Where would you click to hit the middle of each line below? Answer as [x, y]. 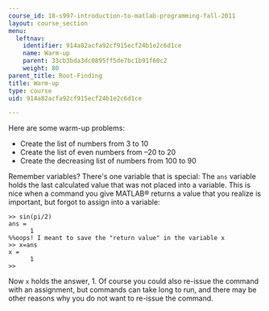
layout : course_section [48, 23]
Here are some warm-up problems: [66, 128]
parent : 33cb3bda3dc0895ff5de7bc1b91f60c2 [95, 61]
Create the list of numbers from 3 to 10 [84, 144]
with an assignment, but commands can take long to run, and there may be [132, 290]
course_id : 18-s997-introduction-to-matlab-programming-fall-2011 [122, 16]
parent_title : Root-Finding [56, 76]
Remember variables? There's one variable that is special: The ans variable [132, 176]
